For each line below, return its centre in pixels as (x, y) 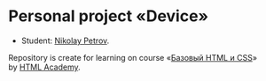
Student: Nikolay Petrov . (65, 40)
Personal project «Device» (109, 16)
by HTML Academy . (44, 67)
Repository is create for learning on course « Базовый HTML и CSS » (133, 57)
